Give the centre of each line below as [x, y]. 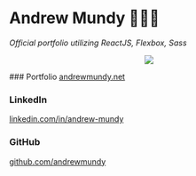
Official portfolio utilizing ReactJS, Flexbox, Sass [98, 43]
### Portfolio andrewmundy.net [67, 76]
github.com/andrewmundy [58, 161]
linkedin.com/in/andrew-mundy [67, 119]
